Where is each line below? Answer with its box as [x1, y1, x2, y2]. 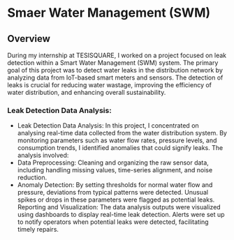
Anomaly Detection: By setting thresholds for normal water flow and [17, 181, 213, 189]
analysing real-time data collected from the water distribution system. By [17, 129, 227, 137]
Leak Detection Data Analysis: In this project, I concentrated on [17, 121, 199, 130]
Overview [7, 33, 51, 45]
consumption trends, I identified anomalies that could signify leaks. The [17, 144, 224, 152]
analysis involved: [17, 151, 69, 160]
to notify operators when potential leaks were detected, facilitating [17, 218, 209, 226]
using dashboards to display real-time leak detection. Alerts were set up [17, 211, 225, 219]
